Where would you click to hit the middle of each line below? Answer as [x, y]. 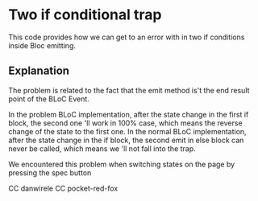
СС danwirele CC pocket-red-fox [63, 188]
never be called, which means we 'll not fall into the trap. [102, 148]
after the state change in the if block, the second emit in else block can [126, 140]
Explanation [39, 71]
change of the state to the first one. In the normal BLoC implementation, [128, 131]
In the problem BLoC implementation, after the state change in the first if [129, 114]
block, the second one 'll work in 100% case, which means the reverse [126, 123]
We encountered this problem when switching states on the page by [122, 164]
